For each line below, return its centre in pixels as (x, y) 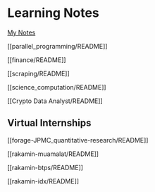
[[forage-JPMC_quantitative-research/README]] (78, 140)
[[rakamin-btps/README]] (45, 167)
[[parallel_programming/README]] (57, 46)
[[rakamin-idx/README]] (43, 181)
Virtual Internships (49, 123)
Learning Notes (54, 13)
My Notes (21, 32)
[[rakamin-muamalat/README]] (53, 154)
